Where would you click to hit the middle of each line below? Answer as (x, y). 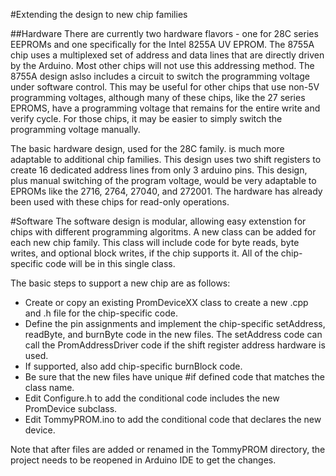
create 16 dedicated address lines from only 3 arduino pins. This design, (159, 170)
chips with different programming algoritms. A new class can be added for (163, 232)
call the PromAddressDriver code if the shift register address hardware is (175, 345)
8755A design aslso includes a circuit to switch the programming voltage (160, 76)
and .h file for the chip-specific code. (101, 313)
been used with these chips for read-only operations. (120, 202)
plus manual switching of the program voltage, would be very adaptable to (163, 180)
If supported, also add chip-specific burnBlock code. (133, 366)
